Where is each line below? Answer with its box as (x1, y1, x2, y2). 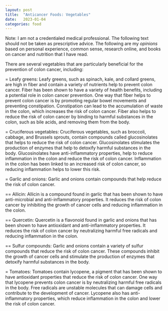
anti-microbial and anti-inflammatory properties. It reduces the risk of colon (5, 197, 161, 203)
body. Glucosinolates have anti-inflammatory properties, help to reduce (5, 150, 153, 156)
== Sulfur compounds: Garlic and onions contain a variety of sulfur (5, 243, 144, 249)
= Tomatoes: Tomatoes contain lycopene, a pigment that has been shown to (5, 269, 162, 275)
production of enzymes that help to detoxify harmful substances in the (5, 145, 151, 151)
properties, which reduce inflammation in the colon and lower (33, 295, 160, 301)
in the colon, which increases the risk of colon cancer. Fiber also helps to (5, 108, 156, 114)
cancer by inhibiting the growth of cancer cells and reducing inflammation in (5, 202, 163, 208)
